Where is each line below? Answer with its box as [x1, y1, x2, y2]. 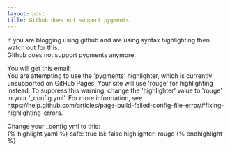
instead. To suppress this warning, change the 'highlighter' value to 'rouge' [7, 86, 223, 95]
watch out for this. [7, 43, 60, 51]
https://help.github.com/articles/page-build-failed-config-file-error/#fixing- [7, 101, 224, 109]
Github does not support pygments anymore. [7, 50, 136, 59]
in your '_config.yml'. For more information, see [7, 93, 143, 102]
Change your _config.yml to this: [7, 122, 100, 130]
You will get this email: [7, 64, 72, 72]
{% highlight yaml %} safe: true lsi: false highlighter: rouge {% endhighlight [7, 129, 223, 138]
